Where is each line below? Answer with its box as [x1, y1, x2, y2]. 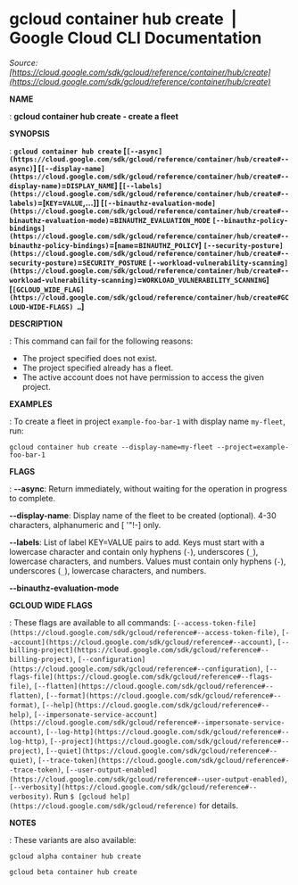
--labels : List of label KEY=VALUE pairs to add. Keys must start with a [9, 536, 265, 548]
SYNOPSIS [9, 128, 51, 138]
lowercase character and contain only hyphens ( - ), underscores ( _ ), [9, 546, 259, 557]
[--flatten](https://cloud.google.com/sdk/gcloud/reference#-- [33, 682, 274, 691]
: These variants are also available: [9, 834, 137, 845]
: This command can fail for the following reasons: [9, 335, 194, 346]
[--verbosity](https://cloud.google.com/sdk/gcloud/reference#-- [9, 782, 257, 791]
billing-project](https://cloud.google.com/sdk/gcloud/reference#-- [9, 645, 269, 655]
